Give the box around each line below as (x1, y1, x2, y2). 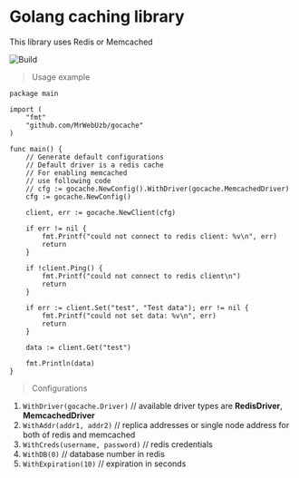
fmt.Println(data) (25, 358, 95, 368)
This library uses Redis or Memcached (9, 36, 153, 47)
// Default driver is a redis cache (25, 161, 165, 170)
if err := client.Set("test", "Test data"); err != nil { (25, 303, 249, 312)
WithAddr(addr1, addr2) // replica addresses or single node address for (22, 419, 290, 430)
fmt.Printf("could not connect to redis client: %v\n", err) (42, 231, 278, 241)
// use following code (25, 176, 111, 185)
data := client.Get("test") (25, 343, 131, 352)
